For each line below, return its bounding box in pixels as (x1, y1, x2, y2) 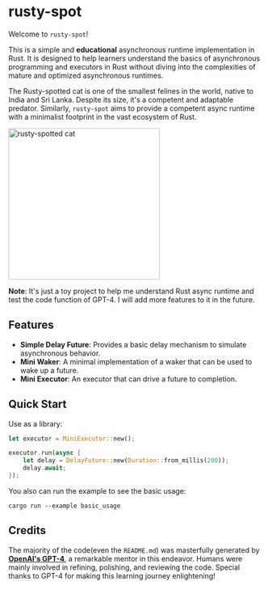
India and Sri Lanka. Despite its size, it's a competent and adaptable (8, 95, 234, 104)
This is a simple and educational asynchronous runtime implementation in (8, 44, 255, 54)
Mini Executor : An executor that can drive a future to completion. (19, 374, 237, 384)
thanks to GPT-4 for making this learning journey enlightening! (8, 570, 216, 580)
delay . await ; (23, 464, 67, 473)
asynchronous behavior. (19, 348, 101, 358)
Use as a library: (8, 419, 63, 428)
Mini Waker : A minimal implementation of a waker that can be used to (19, 356, 253, 366)
